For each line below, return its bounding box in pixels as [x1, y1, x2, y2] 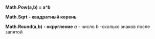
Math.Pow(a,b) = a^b [5, 4, 51, 10]
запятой [5, 29, 23, 34]
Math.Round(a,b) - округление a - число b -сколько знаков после [5, 23, 150, 29]
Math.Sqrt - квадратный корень [5, 14, 77, 19]
